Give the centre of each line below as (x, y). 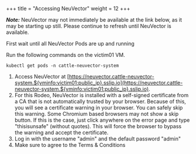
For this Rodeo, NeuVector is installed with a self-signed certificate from (102, 95)
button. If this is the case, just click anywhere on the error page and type (102, 120)
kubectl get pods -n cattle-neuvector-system (62, 66)
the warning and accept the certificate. (61, 132)
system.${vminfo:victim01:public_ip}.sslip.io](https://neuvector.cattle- (99, 83)
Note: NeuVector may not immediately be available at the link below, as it (94, 20)
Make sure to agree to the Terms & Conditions (70, 145)
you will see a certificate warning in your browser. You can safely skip (99, 107)
